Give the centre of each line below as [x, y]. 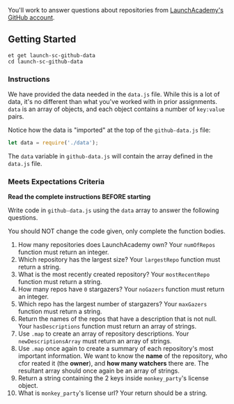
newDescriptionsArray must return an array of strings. [95, 341]
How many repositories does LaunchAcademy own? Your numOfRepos [116, 245]
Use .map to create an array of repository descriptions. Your [103, 334]
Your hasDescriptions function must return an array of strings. [107, 327]
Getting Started [42, 39]
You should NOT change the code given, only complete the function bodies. [117, 231]
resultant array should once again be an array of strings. [99, 371]
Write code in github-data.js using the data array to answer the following [114, 210]
